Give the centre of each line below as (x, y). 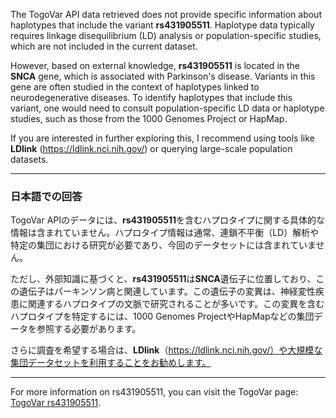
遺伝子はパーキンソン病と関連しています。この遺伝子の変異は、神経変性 (167, 291)
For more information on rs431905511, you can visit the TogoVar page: (154, 392)
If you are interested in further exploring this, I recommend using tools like (162, 138)
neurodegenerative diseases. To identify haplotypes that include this (151, 97)
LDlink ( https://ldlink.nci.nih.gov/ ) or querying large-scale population (151, 148)
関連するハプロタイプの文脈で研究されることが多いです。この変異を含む (176, 304)
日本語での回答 (46, 196)
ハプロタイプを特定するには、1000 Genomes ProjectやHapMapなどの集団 (162, 316)
